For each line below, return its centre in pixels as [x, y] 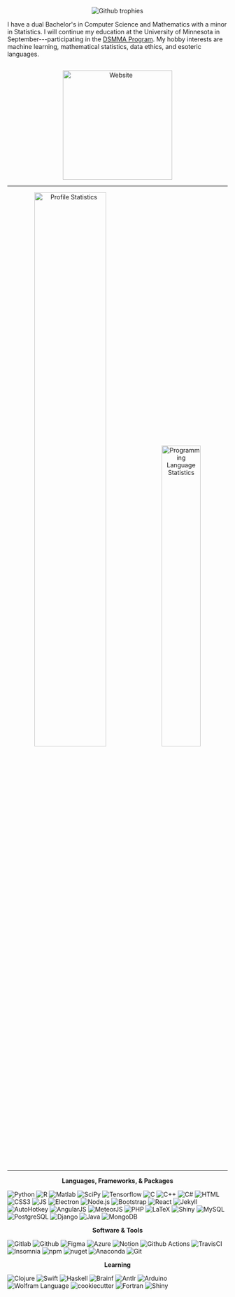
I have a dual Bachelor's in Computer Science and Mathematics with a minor [117, 24]
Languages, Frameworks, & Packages [117, 1181]
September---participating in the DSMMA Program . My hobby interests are [115, 39]
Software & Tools [117, 1230]
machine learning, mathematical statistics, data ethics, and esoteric [104, 47]
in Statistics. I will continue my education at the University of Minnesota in [114, 32]
